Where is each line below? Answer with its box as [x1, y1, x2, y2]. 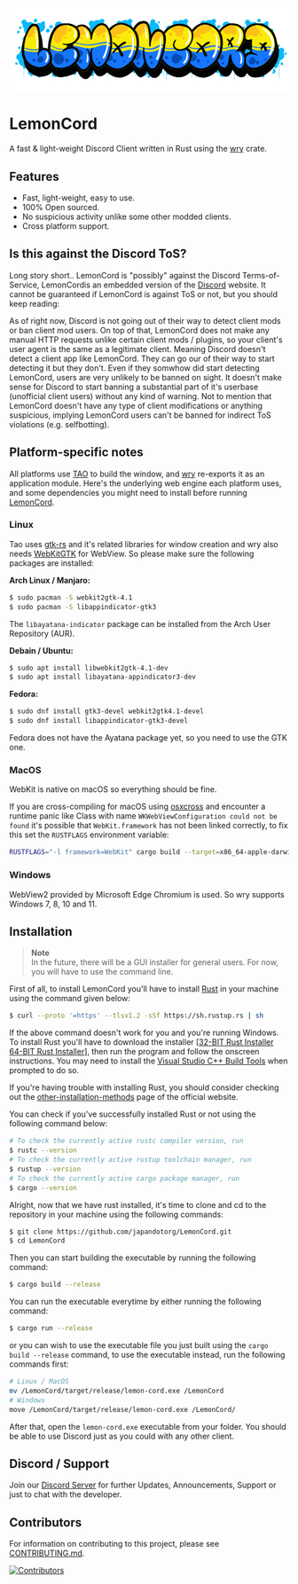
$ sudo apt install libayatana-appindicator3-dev [9, 672, 197, 682]
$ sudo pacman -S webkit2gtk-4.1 [9, 592, 133, 602]
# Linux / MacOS [9, 1377, 69, 1386]
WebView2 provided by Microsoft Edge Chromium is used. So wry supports [9, 889, 286, 899]
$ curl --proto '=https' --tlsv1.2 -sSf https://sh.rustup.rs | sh [9, 1011, 264, 1021]
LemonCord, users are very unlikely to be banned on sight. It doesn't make [9, 372, 282, 382]
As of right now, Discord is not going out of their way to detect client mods [9, 315, 281, 325]
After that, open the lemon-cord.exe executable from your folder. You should [9, 1421, 286, 1431]
